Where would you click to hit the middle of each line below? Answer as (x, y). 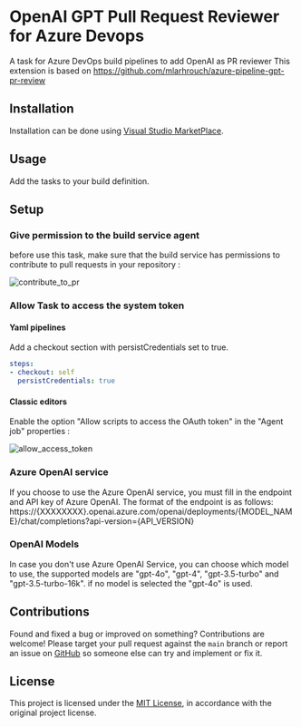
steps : (22, 364)
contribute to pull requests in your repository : (95, 265)
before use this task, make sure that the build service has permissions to (145, 255)
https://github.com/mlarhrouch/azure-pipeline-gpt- (189, 71)
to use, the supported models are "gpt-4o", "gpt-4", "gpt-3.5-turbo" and (144, 574)
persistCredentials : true (67, 381)
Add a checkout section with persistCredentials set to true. (119, 347)
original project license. (53, 712)
